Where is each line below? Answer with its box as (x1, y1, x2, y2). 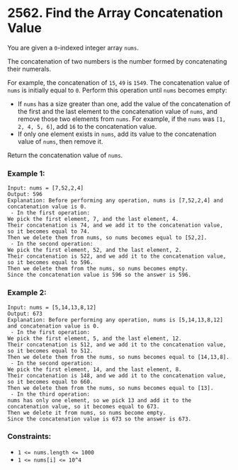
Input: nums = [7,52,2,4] (7, 185, 84, 192)
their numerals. (7, 64, 52, 73)
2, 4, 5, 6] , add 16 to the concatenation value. (17, 122, 157, 130)
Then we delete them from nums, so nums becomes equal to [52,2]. (7, 234, 208, 241)
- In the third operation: (10, 391, 91, 398)
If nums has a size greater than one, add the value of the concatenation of (17, 99, 231, 108)
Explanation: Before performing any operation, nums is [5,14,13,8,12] (7, 316, 223, 323)
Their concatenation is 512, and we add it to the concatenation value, (7, 341, 227, 348)
